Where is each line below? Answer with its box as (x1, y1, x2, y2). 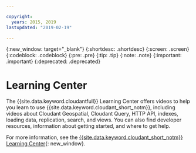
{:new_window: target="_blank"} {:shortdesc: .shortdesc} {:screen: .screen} (6, 46, 190, 53)
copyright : (6, 13, 33, 19)
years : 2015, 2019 (11, 19, 57, 25)
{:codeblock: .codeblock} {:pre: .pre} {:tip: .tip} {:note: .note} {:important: (6, 52, 182, 59)
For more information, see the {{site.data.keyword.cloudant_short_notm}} (6, 134, 183, 141)
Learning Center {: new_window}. (6, 140, 86, 147)
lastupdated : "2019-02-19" (6, 25, 72, 30)
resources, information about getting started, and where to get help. (6, 123, 171, 130)
